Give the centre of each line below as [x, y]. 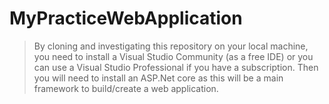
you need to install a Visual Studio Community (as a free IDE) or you [173, 56]
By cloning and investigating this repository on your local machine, [171, 46]
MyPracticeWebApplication [126, 18]
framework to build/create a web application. [126, 88]
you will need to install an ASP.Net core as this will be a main [158, 78]
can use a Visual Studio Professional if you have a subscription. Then [176, 67]
